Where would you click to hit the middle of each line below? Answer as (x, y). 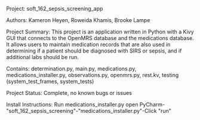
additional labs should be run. (43, 57)
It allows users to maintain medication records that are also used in (88, 44)
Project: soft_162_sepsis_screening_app (55, 9)
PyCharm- (152, 104)
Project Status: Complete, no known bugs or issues (69, 93)
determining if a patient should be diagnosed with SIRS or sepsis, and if (94, 51)
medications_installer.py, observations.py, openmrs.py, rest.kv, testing (93, 75)
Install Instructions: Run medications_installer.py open (72, 104)
